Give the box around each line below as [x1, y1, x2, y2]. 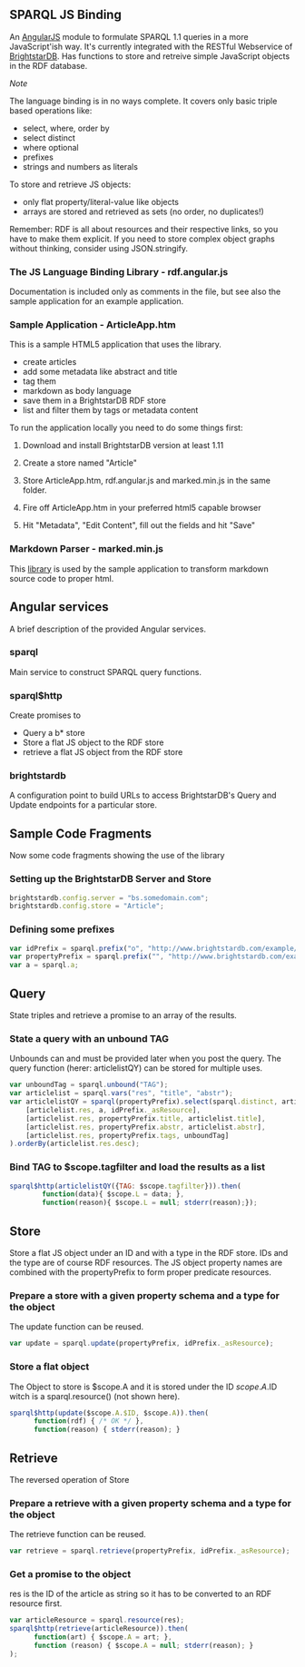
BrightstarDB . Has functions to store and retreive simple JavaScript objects [9, 50, 290, 62]
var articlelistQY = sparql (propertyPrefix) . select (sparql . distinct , [9, 1097, 279, 1106]
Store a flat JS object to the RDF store [22, 737, 164, 748]
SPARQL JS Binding [9, 7, 123, 23]
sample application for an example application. [9, 296, 184, 307]
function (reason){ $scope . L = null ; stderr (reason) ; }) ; [42, 1198, 258, 1208]
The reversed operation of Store [9, 1474, 130, 1485]
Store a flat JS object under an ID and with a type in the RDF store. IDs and [9, 1248, 289, 1259]
